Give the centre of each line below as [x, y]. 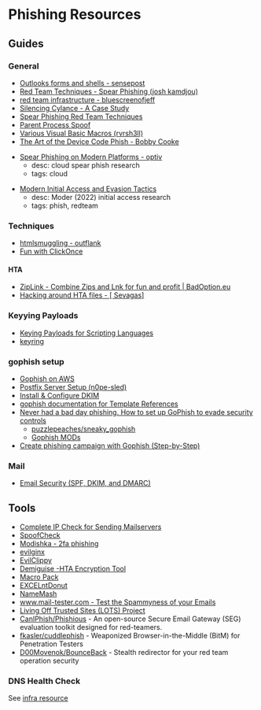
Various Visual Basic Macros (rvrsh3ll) [81, 133]
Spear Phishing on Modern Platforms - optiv [91, 157]
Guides [26, 44]
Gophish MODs [56, 437]
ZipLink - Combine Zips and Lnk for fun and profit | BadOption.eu [125, 287]
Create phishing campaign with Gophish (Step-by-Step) [110, 446]
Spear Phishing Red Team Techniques [81, 116]
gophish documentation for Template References [99, 404]
